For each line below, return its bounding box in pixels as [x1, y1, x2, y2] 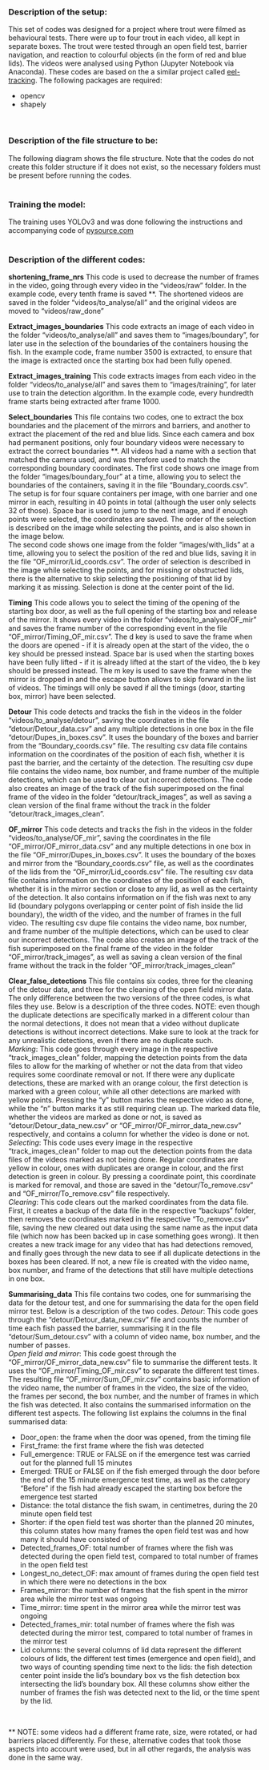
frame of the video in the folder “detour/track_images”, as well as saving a [8, 792, 252, 802]
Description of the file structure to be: [8, 135, 159, 146]
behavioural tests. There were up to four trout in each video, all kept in [8, 33, 240, 42]
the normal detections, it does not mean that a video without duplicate [8, 1019, 240, 1029]
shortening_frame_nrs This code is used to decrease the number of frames [8, 272, 259, 282]
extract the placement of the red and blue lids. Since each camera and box [8, 429, 255, 439]
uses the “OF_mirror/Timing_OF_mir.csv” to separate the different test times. [8, 1366, 260, 1375]
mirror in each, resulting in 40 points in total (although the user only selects [8, 497, 256, 507]
